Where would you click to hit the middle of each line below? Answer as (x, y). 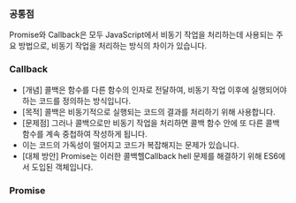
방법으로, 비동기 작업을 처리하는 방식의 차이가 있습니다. (113, 46)
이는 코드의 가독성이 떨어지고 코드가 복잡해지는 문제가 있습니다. (131, 145)
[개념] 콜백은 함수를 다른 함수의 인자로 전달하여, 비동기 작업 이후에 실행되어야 (154, 89)
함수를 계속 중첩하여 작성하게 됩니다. (84, 133)
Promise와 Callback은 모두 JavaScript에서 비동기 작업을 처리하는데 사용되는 (141, 35)
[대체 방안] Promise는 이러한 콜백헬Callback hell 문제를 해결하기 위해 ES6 (150, 155)
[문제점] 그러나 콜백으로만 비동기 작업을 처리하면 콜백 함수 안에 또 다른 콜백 (151, 123)
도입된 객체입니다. (62, 167)
